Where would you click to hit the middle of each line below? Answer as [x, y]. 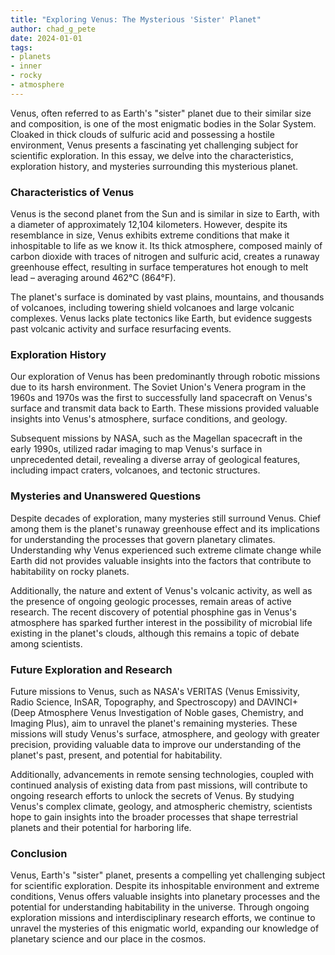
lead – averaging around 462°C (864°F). [93, 278]
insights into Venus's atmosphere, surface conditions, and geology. [149, 419]
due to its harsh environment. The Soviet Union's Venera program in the [158, 387]
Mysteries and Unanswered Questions [106, 496]
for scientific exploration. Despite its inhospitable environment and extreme [165, 886]
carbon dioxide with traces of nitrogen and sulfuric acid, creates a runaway [165, 257]
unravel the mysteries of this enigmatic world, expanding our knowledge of [165, 928]
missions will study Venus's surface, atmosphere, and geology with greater [165, 733]
